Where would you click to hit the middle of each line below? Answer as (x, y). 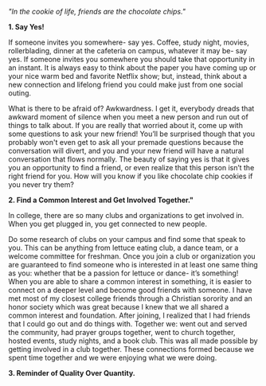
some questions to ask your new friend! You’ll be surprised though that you (131, 134)
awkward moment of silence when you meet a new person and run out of (128, 117)
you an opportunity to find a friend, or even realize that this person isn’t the (131, 168)
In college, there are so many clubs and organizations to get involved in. (126, 215)
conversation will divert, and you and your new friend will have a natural (126, 151)
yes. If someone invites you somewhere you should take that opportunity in (131, 59)
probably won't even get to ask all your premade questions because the (126, 142)
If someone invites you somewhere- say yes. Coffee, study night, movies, (129, 42)
